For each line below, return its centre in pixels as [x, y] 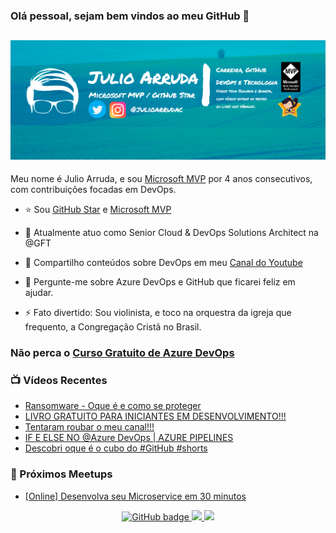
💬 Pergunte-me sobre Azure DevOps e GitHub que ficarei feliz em [160, 282]
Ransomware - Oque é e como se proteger [113, 406]
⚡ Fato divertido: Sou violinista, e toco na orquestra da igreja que [158, 313]
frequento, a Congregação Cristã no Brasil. [113, 327]
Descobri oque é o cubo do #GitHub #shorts [116, 448]
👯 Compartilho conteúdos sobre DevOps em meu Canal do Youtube [163, 263]
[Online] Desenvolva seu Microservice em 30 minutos [135, 496]
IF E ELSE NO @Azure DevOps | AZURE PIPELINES [129, 438]
